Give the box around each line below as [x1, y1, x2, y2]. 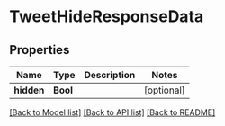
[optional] [143, 84, 186, 96]
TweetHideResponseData [9, 6, 204, 27]
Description [84, 69, 136, 81]
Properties [9, 42, 70, 58]
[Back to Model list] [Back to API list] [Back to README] [9, 107, 216, 118]
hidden [13, 84, 45, 96]
